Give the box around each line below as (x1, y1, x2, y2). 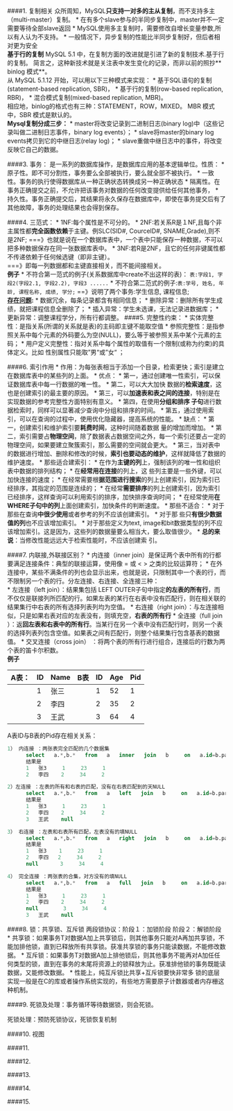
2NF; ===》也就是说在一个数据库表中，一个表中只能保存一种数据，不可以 (12, 236, 223, 243)
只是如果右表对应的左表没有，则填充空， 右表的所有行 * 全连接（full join (19, 611, 223, 620)
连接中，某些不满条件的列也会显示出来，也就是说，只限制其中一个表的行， (7, 568, 220, 576)
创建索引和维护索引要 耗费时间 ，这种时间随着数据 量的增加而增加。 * (19, 423, 214, 432)
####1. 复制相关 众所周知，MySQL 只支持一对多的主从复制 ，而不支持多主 (7, 7, 216, 15)
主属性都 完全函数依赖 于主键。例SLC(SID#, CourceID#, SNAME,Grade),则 (7, 227, 215, 235)
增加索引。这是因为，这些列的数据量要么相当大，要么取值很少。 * (12, 527, 200, 536)
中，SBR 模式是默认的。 (7, 111, 76, 119)
